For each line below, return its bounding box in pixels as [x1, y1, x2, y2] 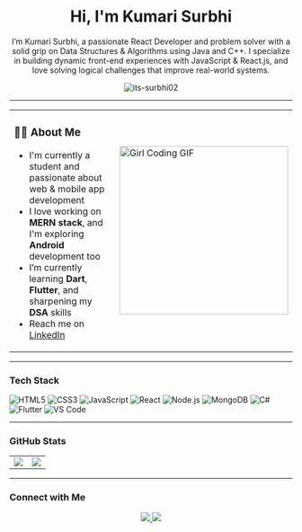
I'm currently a [29, 148, 91, 161]
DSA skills [29, 306, 72, 318]
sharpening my [29, 295, 93, 307]
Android [29, 238, 65, 251]
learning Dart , [29, 272, 88, 285]
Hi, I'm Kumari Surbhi [70, 6, 232, 27]
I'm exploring [29, 227, 84, 240]
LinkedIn [29, 328, 66, 341]
